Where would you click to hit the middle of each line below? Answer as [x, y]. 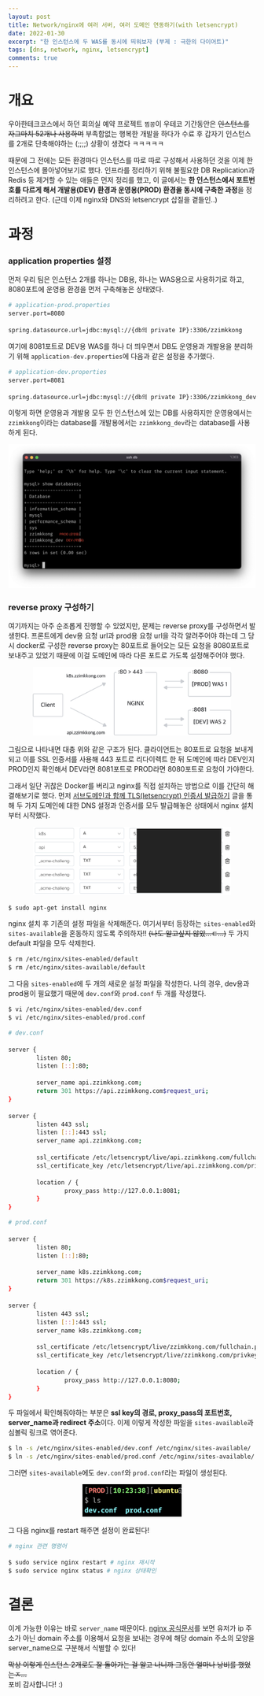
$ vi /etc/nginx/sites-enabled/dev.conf [75, 1009]
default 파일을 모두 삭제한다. [52, 943]
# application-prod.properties [59, 306]
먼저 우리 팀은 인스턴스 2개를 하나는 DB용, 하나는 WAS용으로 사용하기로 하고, [126, 280]
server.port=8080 [37, 314]
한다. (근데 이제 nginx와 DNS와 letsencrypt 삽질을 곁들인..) [126, 199]
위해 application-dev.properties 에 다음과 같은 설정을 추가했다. [115, 356]
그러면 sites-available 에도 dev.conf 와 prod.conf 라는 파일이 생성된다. [118, 1473]
